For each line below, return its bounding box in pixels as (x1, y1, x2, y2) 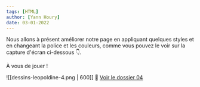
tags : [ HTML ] (6, 8, 39, 15)
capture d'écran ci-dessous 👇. (6, 49, 82, 56)
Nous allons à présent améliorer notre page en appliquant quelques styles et (6, 36, 194, 43)
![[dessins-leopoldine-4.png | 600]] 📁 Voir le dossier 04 (6, 74, 143, 81)
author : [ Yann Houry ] (6, 14, 60, 20)
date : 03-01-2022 (6, 20, 50, 25)
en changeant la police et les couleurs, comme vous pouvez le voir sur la (6, 42, 186, 49)
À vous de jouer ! (6, 63, 48, 70)
